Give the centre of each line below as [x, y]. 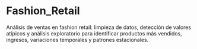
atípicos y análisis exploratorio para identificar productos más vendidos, [94, 33]
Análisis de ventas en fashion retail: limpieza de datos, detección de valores [99, 27]
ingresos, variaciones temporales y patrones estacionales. [77, 40]
